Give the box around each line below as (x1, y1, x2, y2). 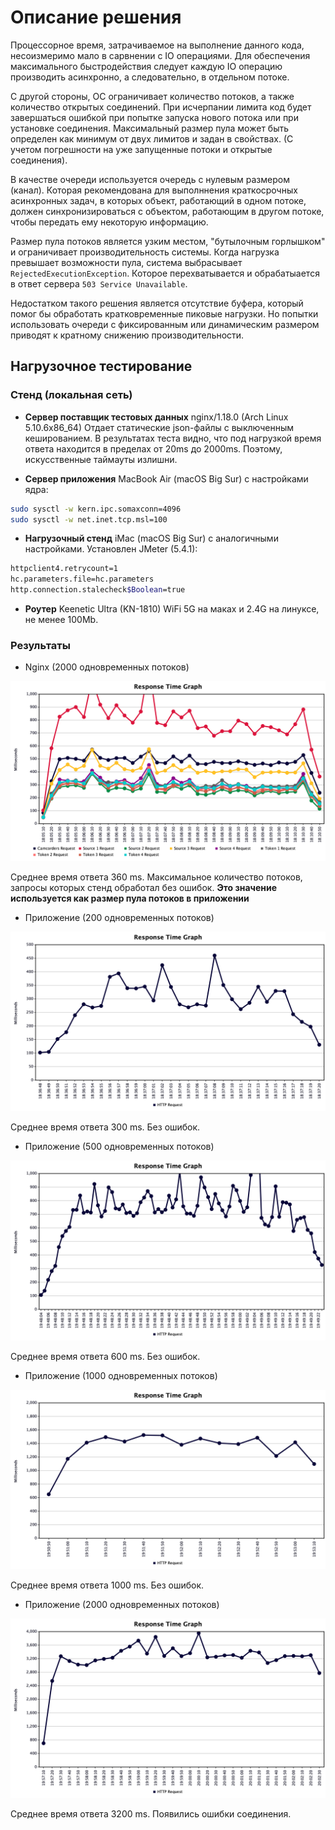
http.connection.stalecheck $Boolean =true (10, 585, 186, 595)
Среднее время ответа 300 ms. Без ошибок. (10, 1121, 201, 1133)
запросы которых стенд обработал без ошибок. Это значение (10, 881, 278, 893)
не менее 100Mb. (24, 614, 99, 625)
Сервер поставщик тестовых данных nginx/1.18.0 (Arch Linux (24, 411, 289, 423)
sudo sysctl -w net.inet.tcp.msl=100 (10, 514, 168, 525)
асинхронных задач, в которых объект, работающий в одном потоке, (10, 194, 307, 206)
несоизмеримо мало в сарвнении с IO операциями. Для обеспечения (10, 49, 311, 61)
